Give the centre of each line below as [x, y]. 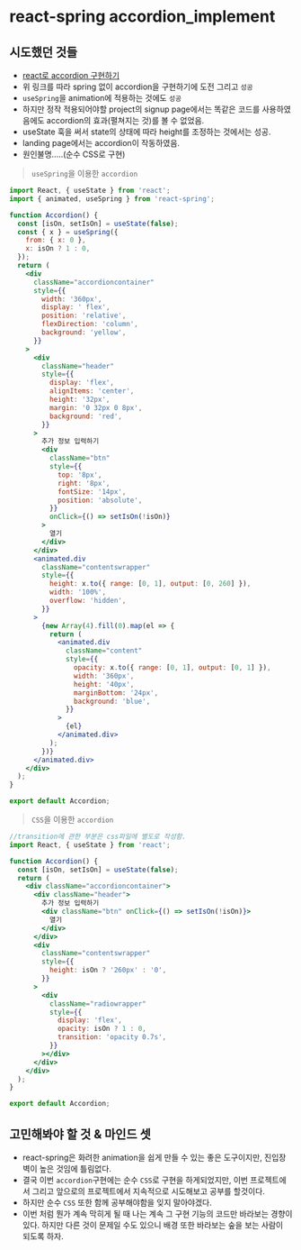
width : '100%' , [77, 592]
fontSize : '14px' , [92, 492]
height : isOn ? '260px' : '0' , [108, 971]
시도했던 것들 [44, 52]
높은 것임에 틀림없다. [75, 1168]
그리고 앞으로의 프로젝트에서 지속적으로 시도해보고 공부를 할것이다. [148, 1191]
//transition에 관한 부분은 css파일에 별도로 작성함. [98, 836]
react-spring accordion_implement [142, 17]
